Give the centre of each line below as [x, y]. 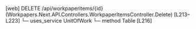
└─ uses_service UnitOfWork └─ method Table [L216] [86, 21]
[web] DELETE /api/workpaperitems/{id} [55, 8]
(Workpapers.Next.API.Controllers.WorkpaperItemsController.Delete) [89, 14]
